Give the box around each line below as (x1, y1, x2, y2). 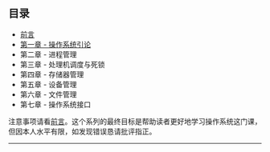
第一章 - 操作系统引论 (19, 39, 92, 49)
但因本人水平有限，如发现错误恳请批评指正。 (8, 126, 157, 136)
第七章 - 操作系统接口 (19, 99, 92, 109)
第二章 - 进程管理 (19, 50, 78, 59)
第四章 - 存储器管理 (19, 70, 84, 79)
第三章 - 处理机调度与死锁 (19, 59, 106, 69)
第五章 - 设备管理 (19, 79, 78, 89)
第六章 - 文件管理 (19, 90, 78, 99)
